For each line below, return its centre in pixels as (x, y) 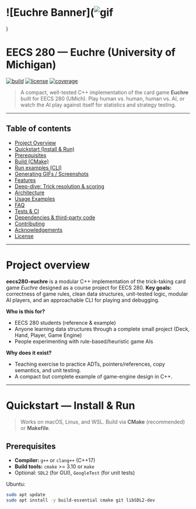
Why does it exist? (29, 352)
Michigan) (31, 65)
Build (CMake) (32, 161)
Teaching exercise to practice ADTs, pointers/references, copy (90, 364)
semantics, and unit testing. (48, 370)
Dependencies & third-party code (55, 217)
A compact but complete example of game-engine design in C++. (93, 376)
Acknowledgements (38, 230)
